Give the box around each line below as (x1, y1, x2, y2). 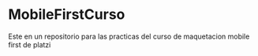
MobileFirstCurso (8, 6, 125, 24)
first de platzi (8, 39, 51, 49)
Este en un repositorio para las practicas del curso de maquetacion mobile (8, 32, 250, 41)
